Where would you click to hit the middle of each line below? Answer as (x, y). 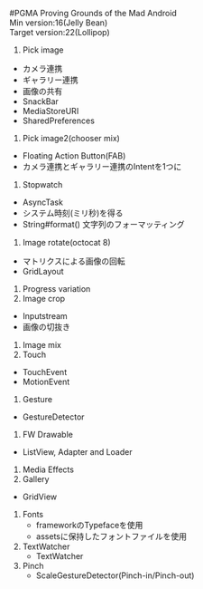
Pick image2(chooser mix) (71, 138)
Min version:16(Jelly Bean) (59, 23)
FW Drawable (48, 435)
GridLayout (43, 271)
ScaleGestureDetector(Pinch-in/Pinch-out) (115, 575)
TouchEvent (45, 372)
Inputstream (45, 316)
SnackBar (40, 101)
